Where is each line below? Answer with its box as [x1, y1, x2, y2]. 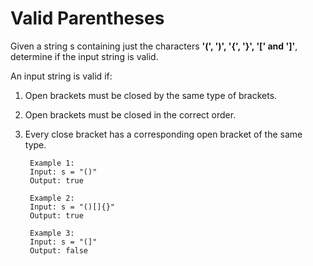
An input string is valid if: [10, 70, 113, 82]
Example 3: [29, 228, 75, 238]
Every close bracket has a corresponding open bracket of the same [24, 128, 303, 140]
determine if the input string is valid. [10, 50, 159, 62]
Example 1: [29, 158, 75, 168]
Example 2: [29, 193, 75, 203]
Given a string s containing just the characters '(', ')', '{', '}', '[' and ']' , [10, 40, 298, 52]
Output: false [29, 245, 89, 256]
